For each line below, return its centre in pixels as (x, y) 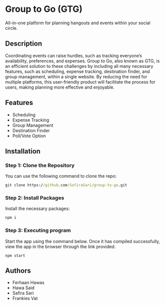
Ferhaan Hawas (28, 283)
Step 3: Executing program (38, 230)
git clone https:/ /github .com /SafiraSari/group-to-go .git (66, 185)
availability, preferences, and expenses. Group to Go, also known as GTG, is (82, 61)
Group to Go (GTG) (44, 9)
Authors (18, 271)
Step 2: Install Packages (35, 198)
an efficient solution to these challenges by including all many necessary (79, 66)
